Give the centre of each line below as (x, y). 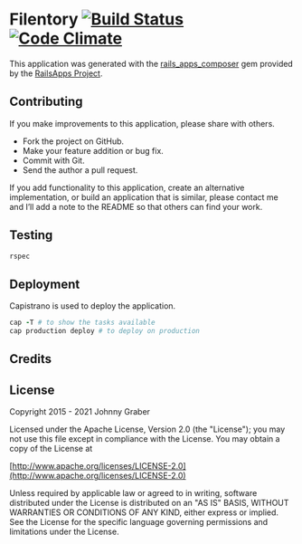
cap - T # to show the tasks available (82, 323)
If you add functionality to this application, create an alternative (127, 187)
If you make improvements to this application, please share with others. (142, 123)
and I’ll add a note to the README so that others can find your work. (136, 206)
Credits (31, 359)
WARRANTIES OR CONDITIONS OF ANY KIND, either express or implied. (144, 512)
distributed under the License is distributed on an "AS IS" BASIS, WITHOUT (149, 503)
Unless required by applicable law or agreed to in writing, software (133, 493)
